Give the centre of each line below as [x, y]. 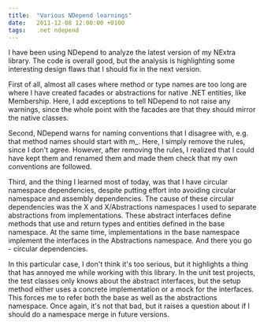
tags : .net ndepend [44, 30]
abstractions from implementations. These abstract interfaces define [120, 216]
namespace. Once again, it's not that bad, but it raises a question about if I [129, 306]
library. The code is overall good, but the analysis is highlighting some [121, 61]
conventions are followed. [50, 167]
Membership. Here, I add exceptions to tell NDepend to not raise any [119, 101]
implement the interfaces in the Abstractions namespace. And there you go [130, 240]
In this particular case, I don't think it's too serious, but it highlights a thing [128, 264]
